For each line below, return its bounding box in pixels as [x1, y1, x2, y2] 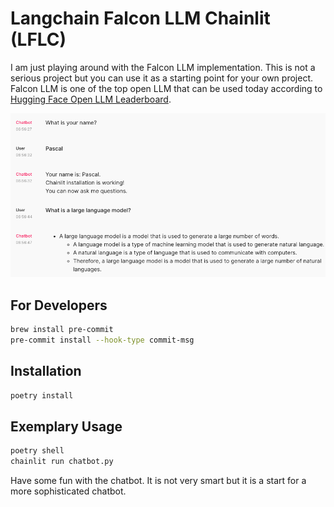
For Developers [10, 297, 108, 314]
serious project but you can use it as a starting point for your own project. [10, 72, 313, 84]
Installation [10, 363, 82, 380]
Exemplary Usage [10, 418, 123, 435]
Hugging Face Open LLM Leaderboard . [10, 93, 172, 105]
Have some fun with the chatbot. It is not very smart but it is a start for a [10, 474, 307, 486]
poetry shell [10, 446, 65, 456]
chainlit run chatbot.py [10, 457, 114, 467]
